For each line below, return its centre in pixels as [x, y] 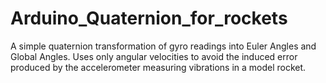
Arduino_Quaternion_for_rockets [149, 18]
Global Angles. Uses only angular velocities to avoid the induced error [154, 56]
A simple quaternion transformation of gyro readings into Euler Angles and [163, 46]
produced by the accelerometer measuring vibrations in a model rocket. [158, 67]
